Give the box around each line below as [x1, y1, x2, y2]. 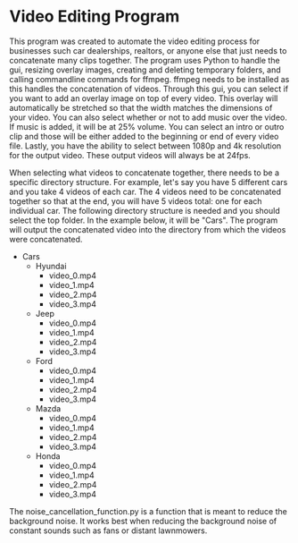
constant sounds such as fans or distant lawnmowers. [9, 525, 208, 536]
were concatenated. [9, 233, 83, 244]
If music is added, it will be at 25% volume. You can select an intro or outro [9, 121, 285, 132]
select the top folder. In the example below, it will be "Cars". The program [9, 215, 278, 225]
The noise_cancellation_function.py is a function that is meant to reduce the [9, 505, 287, 516]
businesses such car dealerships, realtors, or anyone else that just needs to [9, 45, 287, 55]
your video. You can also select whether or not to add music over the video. [9, 112, 288, 123]
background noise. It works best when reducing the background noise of [9, 515, 277, 526]
